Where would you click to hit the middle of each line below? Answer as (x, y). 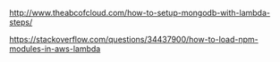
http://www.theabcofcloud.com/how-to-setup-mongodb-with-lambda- (140, 13)
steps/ (21, 22)
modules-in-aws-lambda (55, 49)
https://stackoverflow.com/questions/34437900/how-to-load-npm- (134, 39)
